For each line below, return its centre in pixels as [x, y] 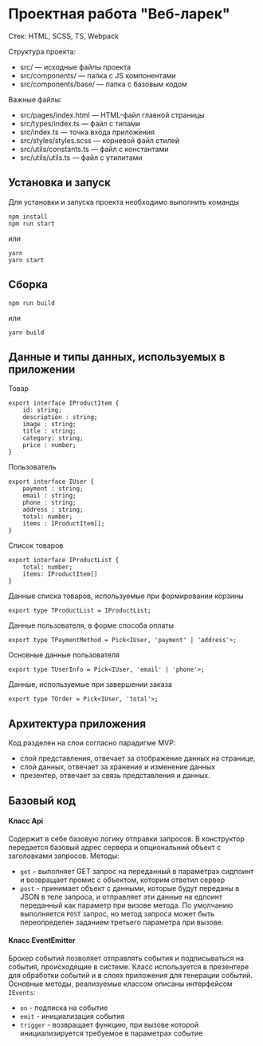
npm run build [32, 303]
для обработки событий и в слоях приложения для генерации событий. [131, 975]
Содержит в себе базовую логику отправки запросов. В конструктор [127, 838]
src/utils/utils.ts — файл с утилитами [81, 158]
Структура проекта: [42, 51]
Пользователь [33, 467]
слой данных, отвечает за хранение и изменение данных [118, 767]
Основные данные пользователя [64, 655]
